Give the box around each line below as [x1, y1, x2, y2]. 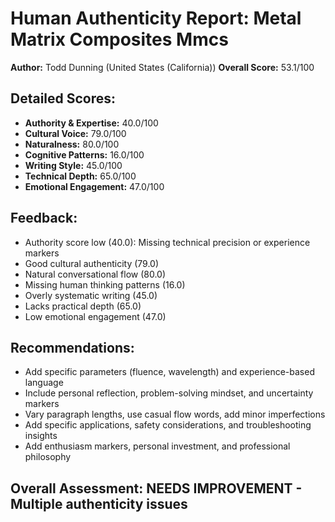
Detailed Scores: [10, 90, 117, 107]
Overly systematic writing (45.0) [24, 289, 158, 301]
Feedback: [10, 210, 78, 227]
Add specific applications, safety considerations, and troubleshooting [24, 419, 312, 431]
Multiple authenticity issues [10, 495, 188, 512]
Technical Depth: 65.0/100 [24, 170, 137, 182]
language [24, 377, 64, 389]
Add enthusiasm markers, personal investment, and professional [24, 440, 291, 452]
